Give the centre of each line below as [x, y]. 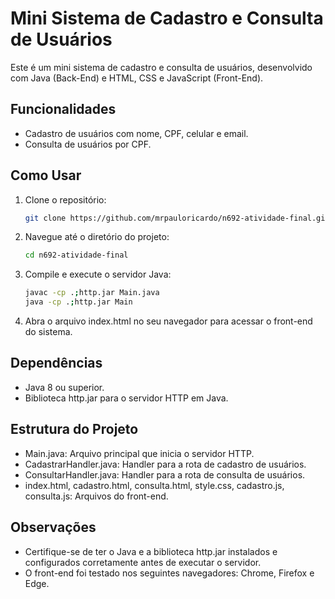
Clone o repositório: [65, 199]
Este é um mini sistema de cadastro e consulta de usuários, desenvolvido [161, 67]
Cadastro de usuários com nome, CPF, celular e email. [136, 133]
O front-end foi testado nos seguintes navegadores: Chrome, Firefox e [169, 573]
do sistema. [48, 332]
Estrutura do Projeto [74, 429]
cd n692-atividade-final [76, 255]
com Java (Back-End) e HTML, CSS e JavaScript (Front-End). [137, 78]
